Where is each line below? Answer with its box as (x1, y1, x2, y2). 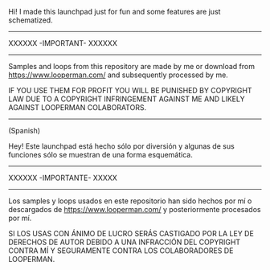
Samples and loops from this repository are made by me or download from (8, 62, 256, 71)
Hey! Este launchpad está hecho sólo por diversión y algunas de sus (8, 141, 235, 151)
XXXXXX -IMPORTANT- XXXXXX (8, 39, 118, 47)
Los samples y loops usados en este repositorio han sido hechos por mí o (8, 196, 252, 206)
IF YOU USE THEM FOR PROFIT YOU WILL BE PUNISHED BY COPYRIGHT (8, 86, 252, 95)
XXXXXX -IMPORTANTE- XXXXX (8, 173, 118, 182)
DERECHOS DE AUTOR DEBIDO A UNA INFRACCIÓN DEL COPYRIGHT (8, 237, 241, 247)
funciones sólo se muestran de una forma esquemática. (8, 150, 193, 159)
